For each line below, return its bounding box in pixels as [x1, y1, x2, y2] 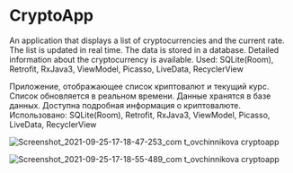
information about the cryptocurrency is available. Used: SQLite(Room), [9, 54, 274, 65]
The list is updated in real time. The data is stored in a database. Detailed [9, 44, 280, 55]
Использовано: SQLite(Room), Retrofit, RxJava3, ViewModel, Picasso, [9, 109, 271, 120]
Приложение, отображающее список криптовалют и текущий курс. [9, 81, 270, 91]
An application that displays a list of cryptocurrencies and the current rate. [9, 35, 285, 46]
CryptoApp [9, 5, 94, 26]
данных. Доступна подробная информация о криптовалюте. [9, 99, 241, 110]
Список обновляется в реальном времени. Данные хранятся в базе [9, 91, 271, 101]
